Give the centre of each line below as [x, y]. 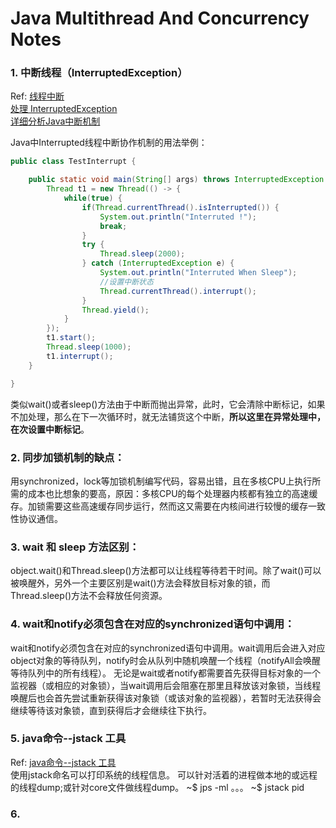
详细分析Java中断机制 [55, 121]
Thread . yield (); [115, 310]
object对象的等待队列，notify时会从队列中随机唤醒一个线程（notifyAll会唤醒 [165, 660]
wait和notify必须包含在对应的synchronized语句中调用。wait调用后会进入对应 [168, 648]
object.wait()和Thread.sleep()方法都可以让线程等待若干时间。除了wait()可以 [166, 571]
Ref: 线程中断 [37, 96]
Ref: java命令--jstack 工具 [63, 762]
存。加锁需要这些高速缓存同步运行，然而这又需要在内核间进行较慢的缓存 [159, 506]
